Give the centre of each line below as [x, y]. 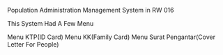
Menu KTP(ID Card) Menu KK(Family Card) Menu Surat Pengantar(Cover [111, 37]
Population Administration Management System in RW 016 [91, 10]
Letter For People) [33, 44]
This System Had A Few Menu [51, 23]
